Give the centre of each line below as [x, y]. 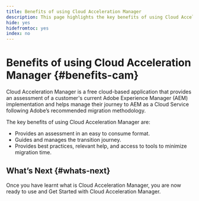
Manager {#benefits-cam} [73, 75]
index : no [18, 34]
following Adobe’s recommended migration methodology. [76, 111]
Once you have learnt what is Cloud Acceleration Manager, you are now [94, 185]
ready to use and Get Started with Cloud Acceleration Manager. [84, 191]
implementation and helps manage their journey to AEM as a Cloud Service [98, 105]
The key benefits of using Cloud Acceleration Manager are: [78, 122]
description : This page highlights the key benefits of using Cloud [92, 17]
